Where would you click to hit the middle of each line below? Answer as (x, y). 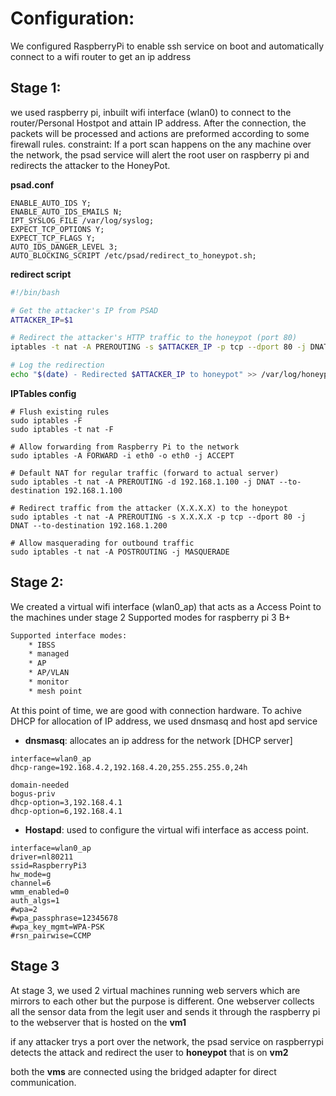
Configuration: (72, 18)
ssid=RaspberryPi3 (48, 865)
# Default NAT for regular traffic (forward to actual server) (145, 473)
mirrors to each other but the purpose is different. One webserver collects (162, 1001)
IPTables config (43, 393)
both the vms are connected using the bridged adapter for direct (143, 1071)
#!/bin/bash (35, 292)
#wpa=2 (24, 909)
